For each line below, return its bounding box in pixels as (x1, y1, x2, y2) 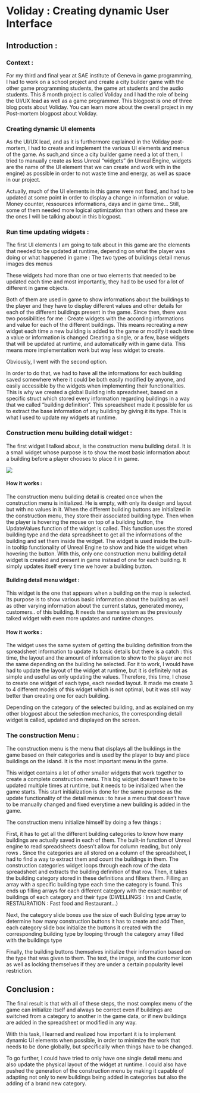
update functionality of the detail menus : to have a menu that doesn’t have (6, 794, 190, 801)
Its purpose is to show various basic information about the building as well (6, 596, 189, 603)
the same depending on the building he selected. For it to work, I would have (6, 661, 194, 668)
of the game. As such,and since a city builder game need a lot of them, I (6, 151, 183, 158)
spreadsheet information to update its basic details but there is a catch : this (6, 648, 192, 655)
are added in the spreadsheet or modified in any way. (6, 1019, 137, 1026)
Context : (6, 58, 34, 67)
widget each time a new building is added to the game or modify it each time (6, 327, 194, 335)
